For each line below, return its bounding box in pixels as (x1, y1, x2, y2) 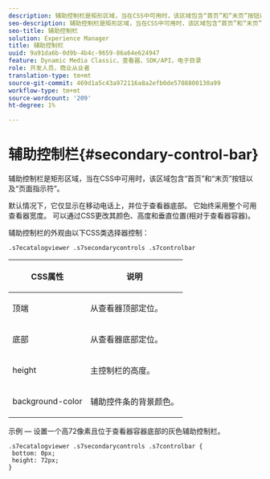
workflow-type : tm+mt (8, 86, 81, 95)
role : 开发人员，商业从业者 (8, 64, 90, 72)
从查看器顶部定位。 (89, 303, 163, 314)
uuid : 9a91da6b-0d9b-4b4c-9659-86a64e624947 (8, 49, 160, 57)
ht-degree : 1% (8, 101, 56, 109)
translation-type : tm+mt (8, 72, 92, 80)
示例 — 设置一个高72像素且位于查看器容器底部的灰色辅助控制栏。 (8, 427, 225, 436)
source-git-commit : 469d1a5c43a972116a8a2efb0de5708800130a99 (8, 79, 221, 87)
